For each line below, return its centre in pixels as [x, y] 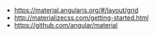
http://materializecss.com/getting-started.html [82, 18]
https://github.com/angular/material [66, 25]
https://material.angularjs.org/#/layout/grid [76, 10]
